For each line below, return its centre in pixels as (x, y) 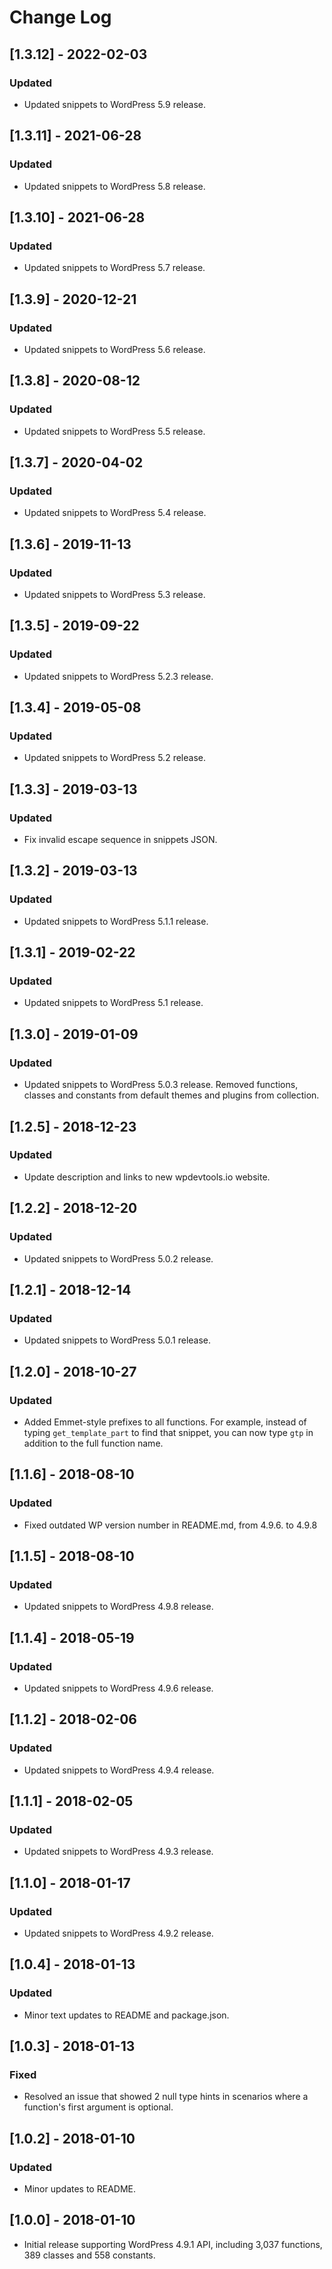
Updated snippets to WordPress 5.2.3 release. (118, 676)
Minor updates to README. (79, 2189)
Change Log (60, 17)
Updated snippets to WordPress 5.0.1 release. (117, 1340)
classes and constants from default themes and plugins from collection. (171, 1095)
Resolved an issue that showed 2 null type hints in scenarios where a (166, 2097)
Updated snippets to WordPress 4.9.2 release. (118, 1933)
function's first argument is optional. (98, 2107)
